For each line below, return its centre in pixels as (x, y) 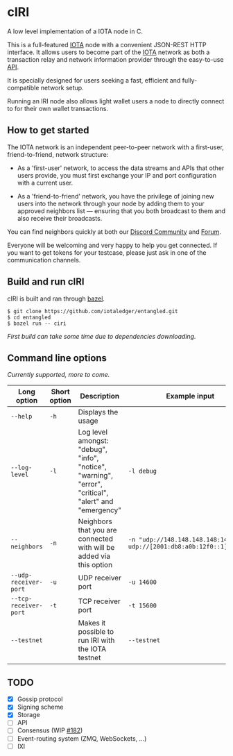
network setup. (62, 87)
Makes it (92, 623)
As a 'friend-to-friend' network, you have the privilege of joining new (116, 196)
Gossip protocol (40, 699)
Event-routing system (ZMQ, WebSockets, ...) (82, 738)
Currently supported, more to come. (59, 375)
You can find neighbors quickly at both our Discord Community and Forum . (114, 232)
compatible (23, 87)
